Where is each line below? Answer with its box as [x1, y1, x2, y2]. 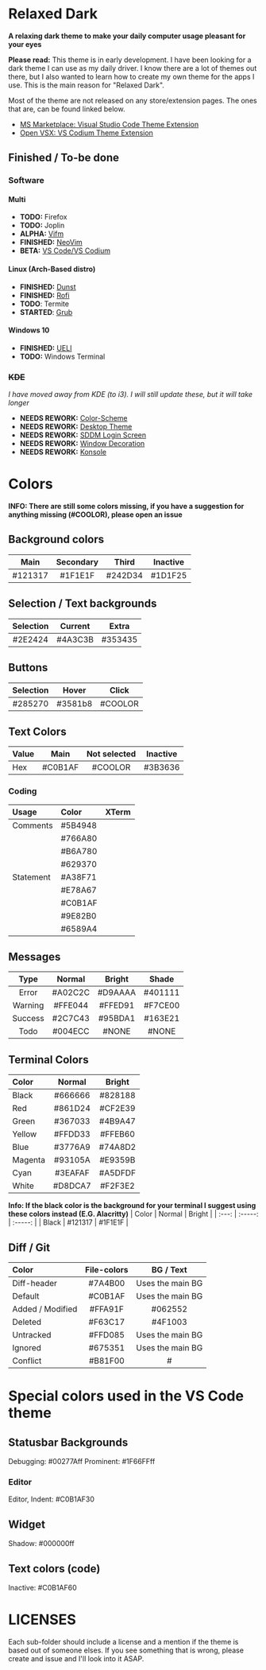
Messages [8, 950, 61, 964]
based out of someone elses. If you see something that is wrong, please [8, 1645, 245, 1655]
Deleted [12, 1317, 42, 1328]
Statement [12, 872, 51, 883]
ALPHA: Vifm [19, 229, 64, 239]
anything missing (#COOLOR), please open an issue [8, 510, 183, 519]
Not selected [86, 748, 137, 759]
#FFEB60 [99, 1128, 135, 1140]
